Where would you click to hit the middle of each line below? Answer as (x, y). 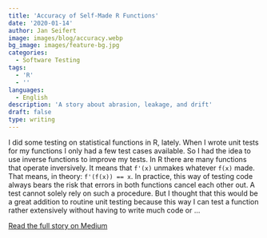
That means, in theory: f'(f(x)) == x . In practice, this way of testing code (131, 176)
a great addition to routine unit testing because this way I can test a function (133, 201)
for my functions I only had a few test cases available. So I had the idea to (130, 151)
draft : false (30, 113)
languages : (26, 90)
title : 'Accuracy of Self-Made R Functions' (84, 16)
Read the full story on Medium (58, 225)
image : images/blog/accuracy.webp (66, 38)
